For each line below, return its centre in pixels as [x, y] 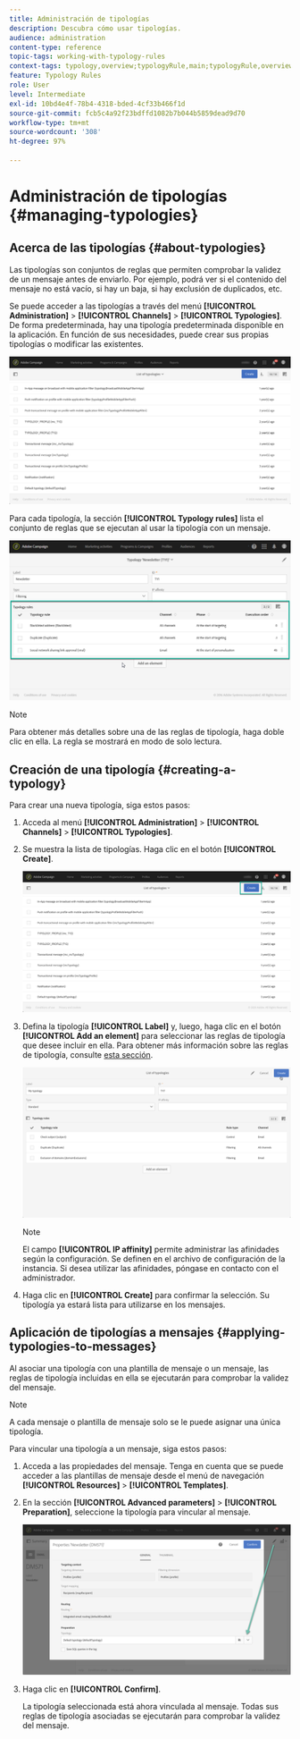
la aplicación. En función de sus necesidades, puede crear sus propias [139, 334]
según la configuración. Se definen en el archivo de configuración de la [154, 1258]
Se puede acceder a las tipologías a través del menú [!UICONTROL [133, 306]
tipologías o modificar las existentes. [77, 343]
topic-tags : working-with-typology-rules [87, 57]
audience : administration [57, 38]
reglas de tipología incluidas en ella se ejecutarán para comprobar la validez [149, 1378]
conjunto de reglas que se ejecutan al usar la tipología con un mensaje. [140, 528]
